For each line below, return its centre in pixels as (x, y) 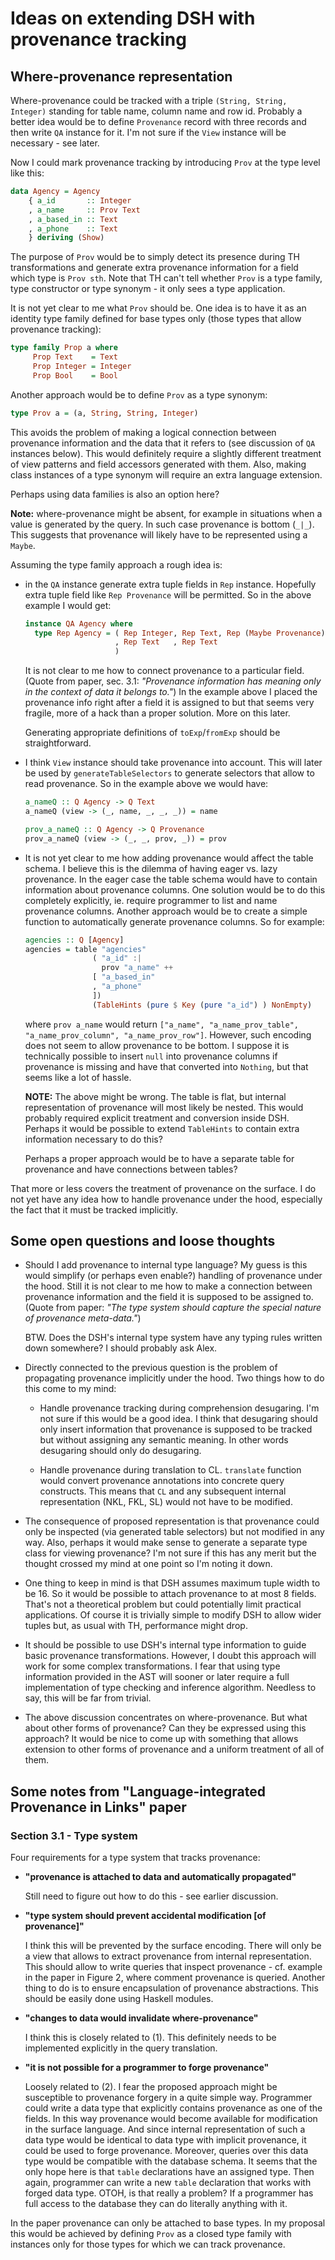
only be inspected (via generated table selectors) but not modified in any (174, 1532)
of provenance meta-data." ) (83, 1318)
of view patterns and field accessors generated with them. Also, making (158, 464)
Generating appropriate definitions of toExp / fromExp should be (152, 733)
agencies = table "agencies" (85, 949)
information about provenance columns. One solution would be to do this (175, 889)
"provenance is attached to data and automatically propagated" (160, 1877)
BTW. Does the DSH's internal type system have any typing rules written (173, 1338)
